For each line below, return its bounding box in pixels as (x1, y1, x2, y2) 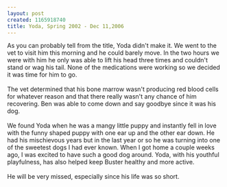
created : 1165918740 (7, 16, 67, 23)
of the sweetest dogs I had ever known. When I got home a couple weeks (7, 143, 215, 151)
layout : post (7, 10, 45, 17)
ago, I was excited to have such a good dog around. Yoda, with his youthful (7, 151, 219, 159)
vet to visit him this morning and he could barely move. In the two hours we (7, 49, 219, 57)
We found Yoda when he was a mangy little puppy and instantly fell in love (7, 121, 217, 130)
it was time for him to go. (7, 71, 77, 79)
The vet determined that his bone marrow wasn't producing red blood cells (7, 85, 219, 93)
